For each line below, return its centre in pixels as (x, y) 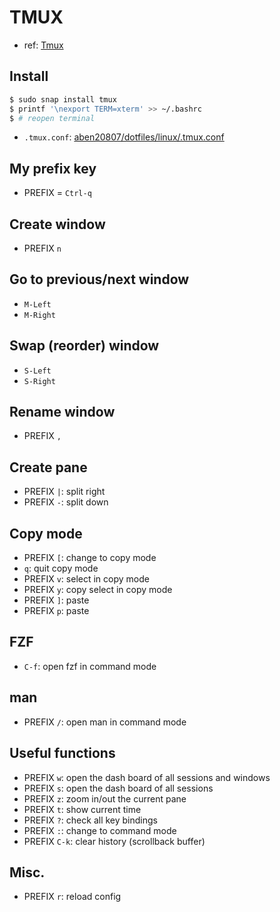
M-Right (39, 315)
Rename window (62, 412)
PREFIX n (42, 248)
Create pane (48, 467)
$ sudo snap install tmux (63, 99)
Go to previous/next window (99, 279)
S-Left (37, 371)
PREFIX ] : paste (56, 600)
